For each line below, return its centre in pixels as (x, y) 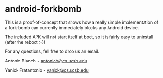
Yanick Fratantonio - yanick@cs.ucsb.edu (47, 70)
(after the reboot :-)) (25, 42)
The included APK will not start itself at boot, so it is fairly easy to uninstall (79, 37)
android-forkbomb (43, 9)
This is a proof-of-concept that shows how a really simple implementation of (82, 22)
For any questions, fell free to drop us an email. (52, 51)
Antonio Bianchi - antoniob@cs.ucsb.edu (46, 61)
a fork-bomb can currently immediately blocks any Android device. (72, 27)
